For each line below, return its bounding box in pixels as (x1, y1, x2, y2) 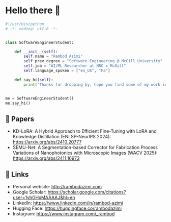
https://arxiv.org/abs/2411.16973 (12, 155, 80, 161)
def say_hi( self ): (14, 77, 53, 82)
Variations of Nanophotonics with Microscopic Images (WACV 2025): (12, 150, 158, 156)
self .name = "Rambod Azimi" (23, 54, 83, 59)
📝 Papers (5, 114, 35, 123)
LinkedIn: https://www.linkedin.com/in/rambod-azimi (12, 200, 123, 206)
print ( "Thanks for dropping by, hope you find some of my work (23, 82, 160, 87)
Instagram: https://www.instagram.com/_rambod (12, 211, 115, 217)
